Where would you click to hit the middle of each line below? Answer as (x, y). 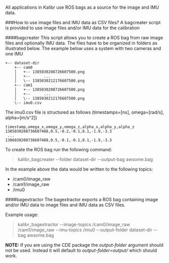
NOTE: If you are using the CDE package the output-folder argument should (84, 245)
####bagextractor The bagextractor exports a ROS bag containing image (82, 200)
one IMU (14, 54)
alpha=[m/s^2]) (21, 118)
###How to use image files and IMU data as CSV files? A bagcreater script (83, 23)
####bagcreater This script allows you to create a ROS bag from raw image (84, 38)
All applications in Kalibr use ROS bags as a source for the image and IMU (82, 7)
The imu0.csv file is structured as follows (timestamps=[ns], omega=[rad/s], (85, 112)
